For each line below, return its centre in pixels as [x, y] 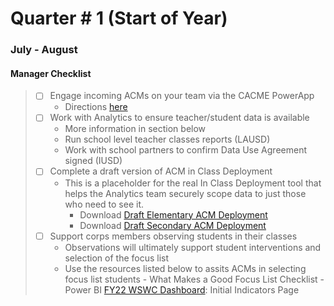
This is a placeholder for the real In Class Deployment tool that [193, 183]
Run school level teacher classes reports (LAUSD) [167, 139]
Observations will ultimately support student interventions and [193, 247]
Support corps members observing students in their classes [173, 236]
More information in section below [135, 129]
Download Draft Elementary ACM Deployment [173, 214]
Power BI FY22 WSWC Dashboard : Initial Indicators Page [182, 289]
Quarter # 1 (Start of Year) [119, 18]
